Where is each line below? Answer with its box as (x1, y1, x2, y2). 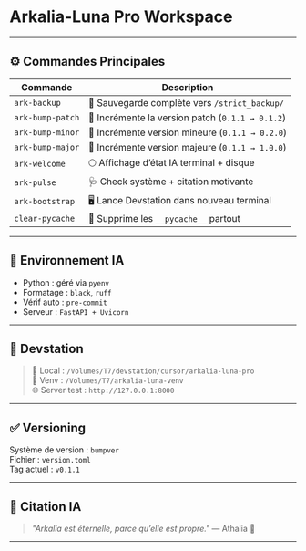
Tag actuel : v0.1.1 (9, 463, 80, 475)
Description (161, 80, 214, 93)
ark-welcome (14, 159, 66, 170)
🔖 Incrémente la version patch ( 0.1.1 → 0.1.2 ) (87, 111, 287, 124)
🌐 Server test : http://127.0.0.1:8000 (31, 385, 175, 396)
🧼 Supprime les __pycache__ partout (87, 212, 241, 224)
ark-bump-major (14, 141, 80, 152)
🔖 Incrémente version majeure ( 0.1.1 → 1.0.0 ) (87, 140, 287, 153)
